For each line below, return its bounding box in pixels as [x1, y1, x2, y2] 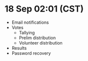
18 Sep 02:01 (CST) [4, 3, 84, 15]
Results [11, 45, 27, 51]
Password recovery [11, 50, 51, 56]
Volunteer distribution [19, 40, 63, 46]
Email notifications [11, 19, 49, 25]
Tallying [19, 30, 35, 35]
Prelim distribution [19, 35, 56, 41]
